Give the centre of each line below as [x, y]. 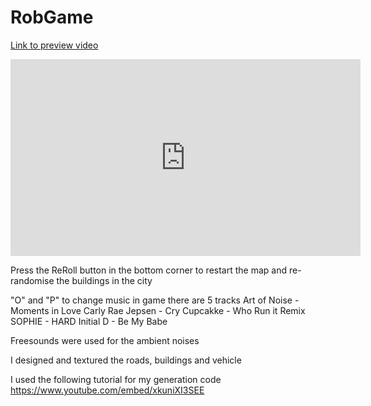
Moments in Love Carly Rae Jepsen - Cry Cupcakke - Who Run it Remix [158, 310]
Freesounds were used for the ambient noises [105, 340]
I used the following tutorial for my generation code [116, 379]
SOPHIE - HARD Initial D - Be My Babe [89, 321]
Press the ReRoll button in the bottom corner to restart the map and [149, 270]
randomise [32, 280]
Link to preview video [54, 45]
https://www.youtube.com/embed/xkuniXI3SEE [107, 390]
